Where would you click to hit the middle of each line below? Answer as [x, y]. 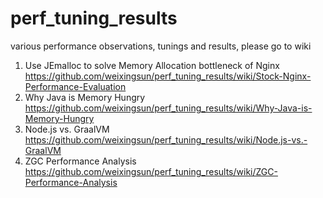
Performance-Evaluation [75, 86]
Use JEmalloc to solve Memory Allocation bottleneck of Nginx [152, 65]
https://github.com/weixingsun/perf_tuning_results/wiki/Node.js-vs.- [166, 139]
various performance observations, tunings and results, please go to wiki [161, 46]
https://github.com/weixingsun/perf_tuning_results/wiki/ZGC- [151, 171]
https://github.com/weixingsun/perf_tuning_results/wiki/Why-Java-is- [168, 108]
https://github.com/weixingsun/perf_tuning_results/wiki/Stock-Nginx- [168, 76]
